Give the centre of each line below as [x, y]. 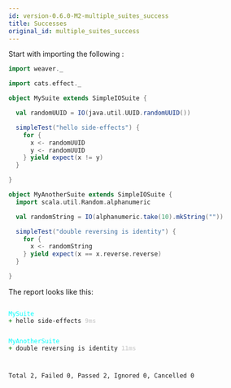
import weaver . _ [36, 69]
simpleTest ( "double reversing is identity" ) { [96, 231]
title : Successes [38, 24]
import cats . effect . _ [45, 84]
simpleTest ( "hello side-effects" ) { [78, 127]
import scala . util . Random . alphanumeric [83, 202]
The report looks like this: [51, 291]
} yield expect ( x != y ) [63, 158]
